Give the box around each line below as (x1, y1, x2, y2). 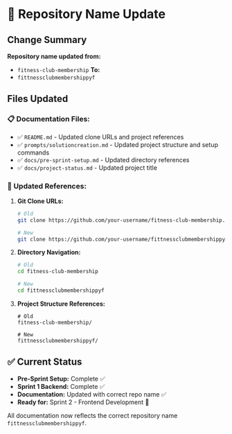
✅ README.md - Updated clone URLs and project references (17, 132, 184, 141)
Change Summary (7, 34, 87, 46)
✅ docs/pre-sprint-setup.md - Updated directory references (17, 155, 190, 164)
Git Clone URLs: (17, 197, 64, 205)
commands (17, 148, 50, 157)
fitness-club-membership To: (17, 66, 100, 73)
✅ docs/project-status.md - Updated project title (17, 163, 158, 172)
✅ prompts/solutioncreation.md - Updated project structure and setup (17, 140, 218, 148)
